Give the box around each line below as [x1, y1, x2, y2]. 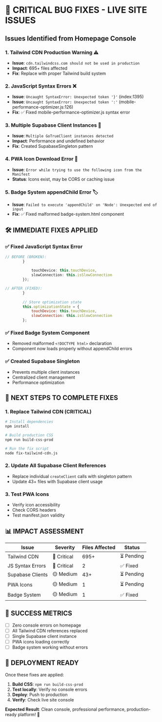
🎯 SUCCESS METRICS [5, 609, 72, 618]
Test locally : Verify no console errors [12, 686, 87, 692]
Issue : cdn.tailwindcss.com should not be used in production [12, 60, 140, 66]
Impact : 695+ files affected [12, 65, 67, 71]
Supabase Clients [7, 571, 48, 578]
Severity [55, 544, 75, 551]
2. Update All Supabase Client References [5, 462, 106, 469]
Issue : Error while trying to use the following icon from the [12, 166, 142, 173]
